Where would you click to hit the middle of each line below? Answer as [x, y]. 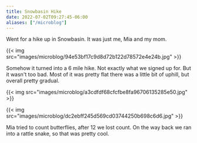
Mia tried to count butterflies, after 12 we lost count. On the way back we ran [99, 128]
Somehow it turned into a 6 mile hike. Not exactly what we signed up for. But [98, 68]
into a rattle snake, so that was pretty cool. [58, 134]
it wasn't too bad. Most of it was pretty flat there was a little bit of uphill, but [98, 75]
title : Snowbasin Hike [34, 11]
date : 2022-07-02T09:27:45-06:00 [47, 17]
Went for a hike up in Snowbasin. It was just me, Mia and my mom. [86, 39]
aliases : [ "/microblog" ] [36, 22]
